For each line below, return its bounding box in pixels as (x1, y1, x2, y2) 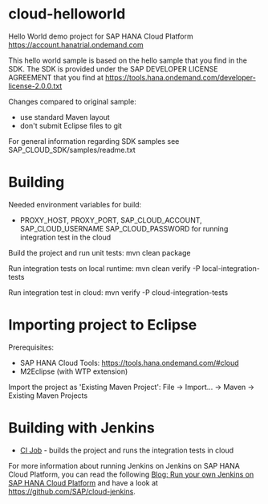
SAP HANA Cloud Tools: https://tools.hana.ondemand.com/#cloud (19, 358, 239, 367)
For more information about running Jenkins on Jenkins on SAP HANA (8, 461, 241, 470)
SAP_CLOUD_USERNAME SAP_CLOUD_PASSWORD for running (19, 223, 229, 233)
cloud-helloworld (8, 5, 126, 23)
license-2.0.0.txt (8, 81, 63, 91)
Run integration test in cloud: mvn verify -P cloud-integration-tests (8, 287, 229, 297)
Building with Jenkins (8, 419, 155, 436)
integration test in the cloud (19, 232, 112, 242)
